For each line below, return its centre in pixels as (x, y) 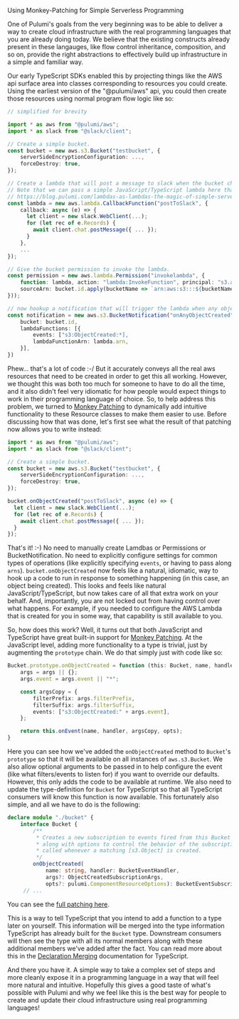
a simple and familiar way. (46, 62)
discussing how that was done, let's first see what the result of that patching (119, 421)
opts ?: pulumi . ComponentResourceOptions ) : (109, 884)
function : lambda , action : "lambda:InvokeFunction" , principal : (117, 282)
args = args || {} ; (49, 672)
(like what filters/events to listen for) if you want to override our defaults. (113, 774)
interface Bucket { (49, 824)
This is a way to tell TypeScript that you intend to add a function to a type (115, 918)
